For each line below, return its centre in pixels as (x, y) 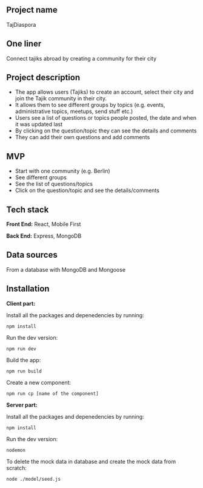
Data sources (32, 255)
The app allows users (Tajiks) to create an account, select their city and (104, 92)
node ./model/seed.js (34, 479)
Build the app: (24, 360)
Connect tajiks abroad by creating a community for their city (82, 58)
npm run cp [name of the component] (52, 393)
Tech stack (28, 209)
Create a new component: (39, 382)
